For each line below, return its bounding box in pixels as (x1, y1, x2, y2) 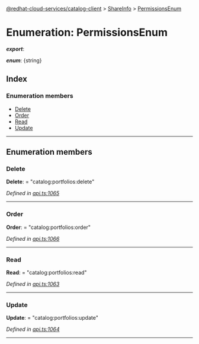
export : (6, 45, 25, 52)
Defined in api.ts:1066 (6, 235, 60, 242)
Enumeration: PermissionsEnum (6, 26, 168, 39)
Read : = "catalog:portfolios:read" (6, 269, 87, 276)
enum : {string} (6, 56, 43, 64)
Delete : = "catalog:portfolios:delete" (6, 178, 95, 186)
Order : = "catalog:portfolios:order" (6, 224, 91, 231)
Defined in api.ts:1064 (6, 326, 60, 333)
